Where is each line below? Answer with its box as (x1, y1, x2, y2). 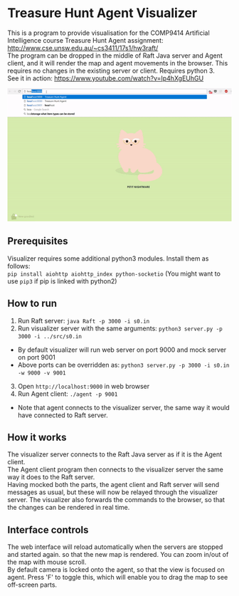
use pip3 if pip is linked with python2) (7, 276, 117, 286)
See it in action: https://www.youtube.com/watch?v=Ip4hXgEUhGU (7, 73, 204, 83)
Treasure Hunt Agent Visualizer (7, 5, 198, 21)
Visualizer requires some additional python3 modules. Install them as (7, 254, 209, 263)
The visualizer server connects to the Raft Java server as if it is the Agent (7, 450, 223, 459)
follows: (7, 261, 31, 270)
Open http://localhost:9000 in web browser (17, 382, 150, 390)
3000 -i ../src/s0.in (17, 333, 82, 340)
